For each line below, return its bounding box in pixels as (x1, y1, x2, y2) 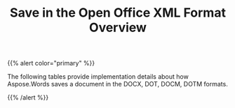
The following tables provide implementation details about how (7, 72, 189, 81)
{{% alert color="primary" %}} (7, 59, 95, 68)
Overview (88, 20, 147, 36)
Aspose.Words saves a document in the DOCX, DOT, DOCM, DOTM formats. (7, 80, 228, 88)
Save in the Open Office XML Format (9, 5, 227, 21)
